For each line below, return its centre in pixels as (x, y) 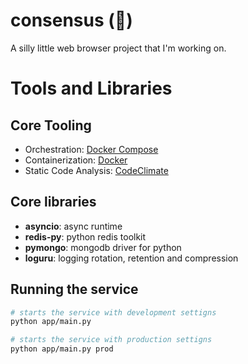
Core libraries (53, 202)
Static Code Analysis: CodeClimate (96, 170)
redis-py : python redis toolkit (85, 236)
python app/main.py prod (62, 349)
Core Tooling (51, 125)
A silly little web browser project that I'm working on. (118, 48)
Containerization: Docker (76, 160)
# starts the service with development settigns (113, 312)
